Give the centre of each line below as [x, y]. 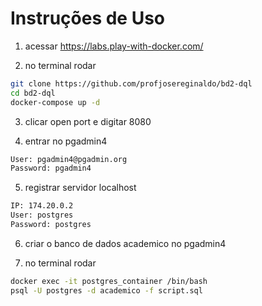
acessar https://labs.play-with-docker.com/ [114, 46]
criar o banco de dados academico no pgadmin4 [125, 243]
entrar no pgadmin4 [66, 141]
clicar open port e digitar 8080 [88, 121]
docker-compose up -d [55, 102]
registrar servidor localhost [80, 188]
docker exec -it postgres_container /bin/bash [109, 281]
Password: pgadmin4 [51, 168]
